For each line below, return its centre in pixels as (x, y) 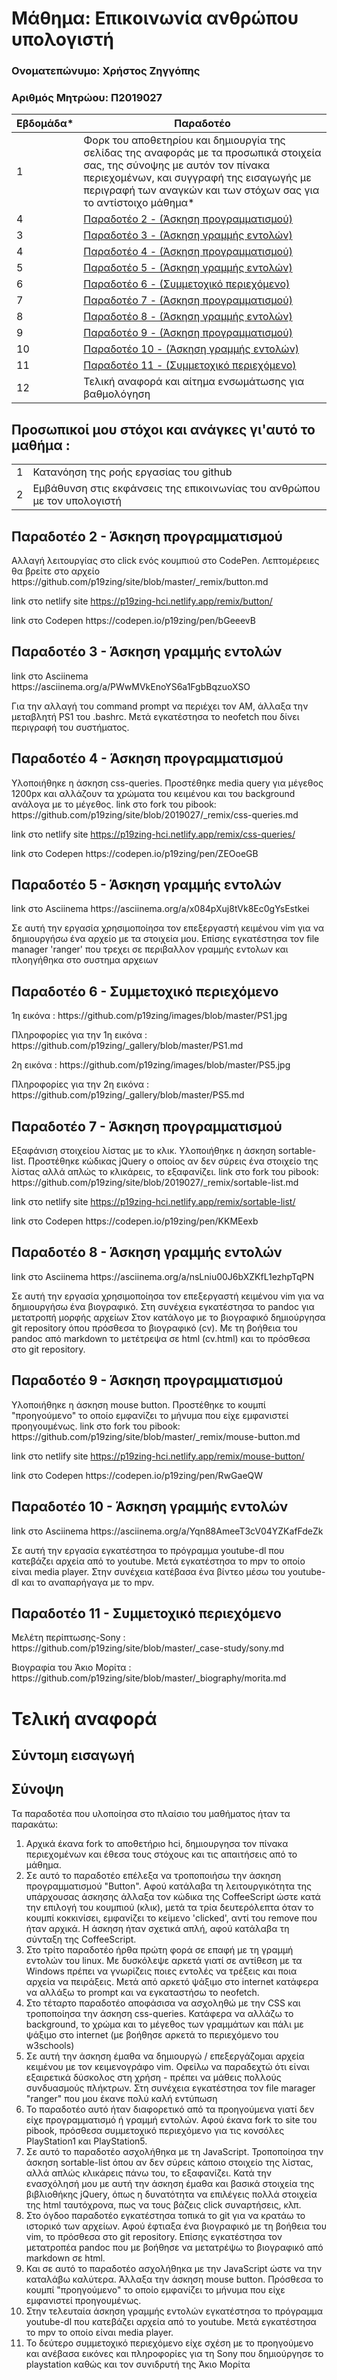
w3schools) (50, 2045)
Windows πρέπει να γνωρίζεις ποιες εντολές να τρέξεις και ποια (161, 1971)
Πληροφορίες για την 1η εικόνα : (79, 1035)
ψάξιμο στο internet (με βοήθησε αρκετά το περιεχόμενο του (152, 2034)
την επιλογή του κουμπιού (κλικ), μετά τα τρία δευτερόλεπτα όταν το (169, 1907)
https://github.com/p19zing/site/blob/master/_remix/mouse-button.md (156, 1436)
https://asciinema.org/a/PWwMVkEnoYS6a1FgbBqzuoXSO (131, 686)
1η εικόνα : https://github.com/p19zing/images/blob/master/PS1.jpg (149, 1016)
